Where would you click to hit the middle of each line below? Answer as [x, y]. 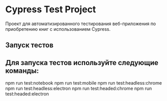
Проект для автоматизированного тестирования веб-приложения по [81, 24]
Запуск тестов [29, 45]
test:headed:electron [27, 94]
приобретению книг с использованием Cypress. [58, 29]
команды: [22, 70]
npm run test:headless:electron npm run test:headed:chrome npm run [79, 89]
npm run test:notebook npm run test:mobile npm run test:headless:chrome [84, 83]
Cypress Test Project [51, 9]
